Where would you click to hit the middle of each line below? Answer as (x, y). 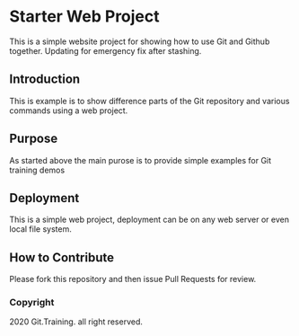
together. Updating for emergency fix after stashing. (106, 50)
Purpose (34, 139)
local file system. (40, 229)
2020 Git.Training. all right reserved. (76, 322)
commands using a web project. (69, 111)
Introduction (45, 80)
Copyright (32, 303)
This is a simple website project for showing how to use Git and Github (140, 41)
